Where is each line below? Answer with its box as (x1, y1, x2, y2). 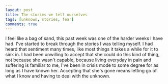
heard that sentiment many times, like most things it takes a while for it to (5, 46, 159, 52)
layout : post (5, 7, 33, 13)
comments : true (5, 21, 38, 27)
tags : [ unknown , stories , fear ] (5, 17, 74, 22)
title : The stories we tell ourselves (5, 12, 88, 17)
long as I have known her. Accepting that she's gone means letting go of (5, 68, 157, 74)
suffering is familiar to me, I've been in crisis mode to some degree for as (5, 62, 159, 68)
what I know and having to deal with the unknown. (5, 73, 110, 79)
